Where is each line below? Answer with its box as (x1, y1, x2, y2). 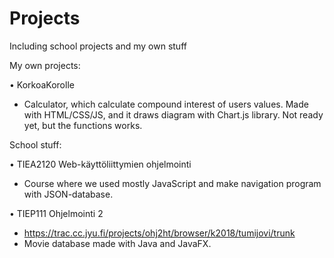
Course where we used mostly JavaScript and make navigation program (23, 177, 322, 189)
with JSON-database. (23, 188, 114, 200)
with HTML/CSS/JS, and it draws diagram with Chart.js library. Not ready (23, 108, 324, 121)
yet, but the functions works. (23, 119, 143, 131)
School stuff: (9, 138, 62, 151)
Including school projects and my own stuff (9, 40, 187, 52)
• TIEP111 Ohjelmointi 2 (9, 207, 104, 219)
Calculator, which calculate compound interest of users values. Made (23, 98, 309, 110)
